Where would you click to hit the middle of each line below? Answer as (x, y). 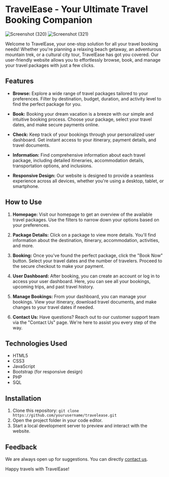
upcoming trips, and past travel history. (53, 287)
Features (19, 81)
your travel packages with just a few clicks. (50, 65)
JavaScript (24, 366)
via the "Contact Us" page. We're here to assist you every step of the (84, 322)
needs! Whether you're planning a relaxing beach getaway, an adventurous (83, 49)
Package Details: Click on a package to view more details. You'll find (84, 235)
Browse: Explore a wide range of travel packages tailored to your (80, 93)
